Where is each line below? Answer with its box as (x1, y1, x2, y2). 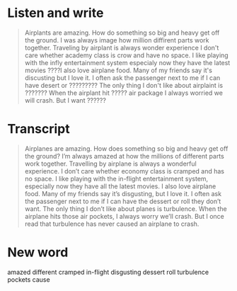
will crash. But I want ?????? (24, 96, 106, 104)
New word (7, 244, 69, 261)
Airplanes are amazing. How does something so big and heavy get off (24, 144, 229, 153)
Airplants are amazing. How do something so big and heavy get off (24, 28, 220, 37)
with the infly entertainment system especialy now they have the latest (24, 58, 231, 67)
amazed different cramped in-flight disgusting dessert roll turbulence (7, 268, 209, 276)
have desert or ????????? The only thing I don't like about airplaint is (24, 81, 224, 89)
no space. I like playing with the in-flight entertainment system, (24, 174, 209, 183)
